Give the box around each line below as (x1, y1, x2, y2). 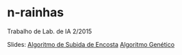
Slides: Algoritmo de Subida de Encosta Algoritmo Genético (7, 40, 175, 48)
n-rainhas (7, 5, 64, 20)
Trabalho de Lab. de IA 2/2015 (7, 27, 92, 35)
